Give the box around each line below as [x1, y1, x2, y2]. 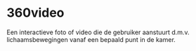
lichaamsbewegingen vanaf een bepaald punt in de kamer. [6, 35, 176, 43]
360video [6, 5, 65, 21]
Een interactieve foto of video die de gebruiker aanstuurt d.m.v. [6, 28, 190, 36]
